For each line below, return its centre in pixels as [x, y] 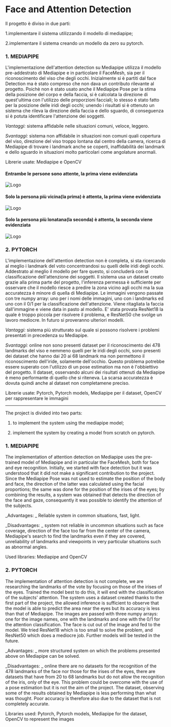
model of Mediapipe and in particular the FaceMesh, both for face [90, 462]
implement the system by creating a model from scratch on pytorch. [84, 433]
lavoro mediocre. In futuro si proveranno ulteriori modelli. [65, 320]
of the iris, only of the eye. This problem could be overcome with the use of [84, 682]
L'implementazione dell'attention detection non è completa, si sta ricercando [85, 261]
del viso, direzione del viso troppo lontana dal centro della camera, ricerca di [85, 142]
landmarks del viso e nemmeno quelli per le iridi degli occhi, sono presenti [83, 351]
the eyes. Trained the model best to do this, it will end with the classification [85, 592]
